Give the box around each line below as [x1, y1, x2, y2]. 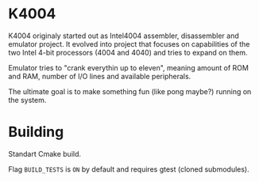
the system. [8, 95, 47, 104]
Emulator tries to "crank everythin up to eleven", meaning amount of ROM [8, 63, 249, 72]
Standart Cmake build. [8, 149, 82, 158]
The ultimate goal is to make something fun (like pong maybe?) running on [8, 86, 252, 96]
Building [8, 123, 64, 141]
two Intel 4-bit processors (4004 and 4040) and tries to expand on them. [8, 47, 248, 57]
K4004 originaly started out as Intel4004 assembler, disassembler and [8, 31, 240, 40]
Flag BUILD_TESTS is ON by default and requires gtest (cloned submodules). [8, 164, 249, 174]
